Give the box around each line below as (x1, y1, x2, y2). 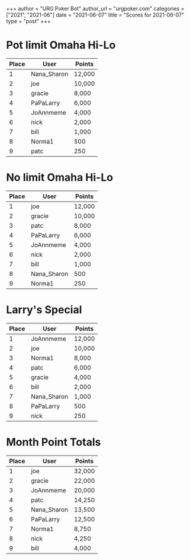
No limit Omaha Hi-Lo (6, 171, 114, 184)
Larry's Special (6, 303, 82, 317)
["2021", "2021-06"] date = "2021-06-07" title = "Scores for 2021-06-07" (6, 11, 185, 18)
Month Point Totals (6, 435, 101, 448)
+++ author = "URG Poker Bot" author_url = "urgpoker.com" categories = (6, 5, 185, 12)
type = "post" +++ (6, 18, 51, 24)
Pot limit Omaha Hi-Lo (6, 39, 116, 52)
